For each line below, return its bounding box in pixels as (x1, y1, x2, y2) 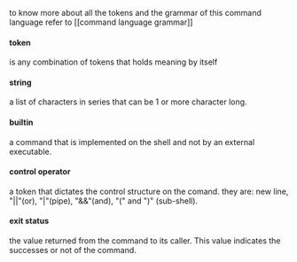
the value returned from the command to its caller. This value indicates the (9, 235, 281, 246)
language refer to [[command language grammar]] (9, 17, 193, 27)
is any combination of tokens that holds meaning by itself (9, 57, 218, 67)
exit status (9, 216, 50, 227)
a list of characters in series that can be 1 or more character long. (9, 96, 247, 107)
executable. (9, 146, 52, 157)
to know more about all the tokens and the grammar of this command (9, 8, 262, 18)
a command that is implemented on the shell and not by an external (9, 136, 255, 147)
